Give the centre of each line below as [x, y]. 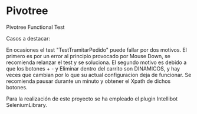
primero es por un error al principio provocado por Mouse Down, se [88, 56]
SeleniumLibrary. [27, 105]
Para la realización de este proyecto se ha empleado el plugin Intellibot [92, 99]
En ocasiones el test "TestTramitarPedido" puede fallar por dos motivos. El [96, 50]
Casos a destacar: [28, 38]
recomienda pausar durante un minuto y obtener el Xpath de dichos [88, 81]
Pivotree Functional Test [35, 27]
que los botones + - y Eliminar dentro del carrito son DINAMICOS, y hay [93, 68]
